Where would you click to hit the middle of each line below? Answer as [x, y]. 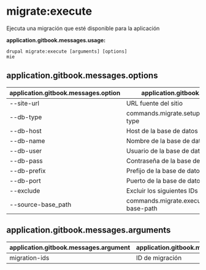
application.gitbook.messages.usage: [56, 40]
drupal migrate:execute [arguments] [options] [67, 51]
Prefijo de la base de [156, 171]
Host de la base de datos [162, 131]
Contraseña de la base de [163, 161]
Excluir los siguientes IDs [162, 190]
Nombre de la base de [158, 141]
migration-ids [29, 258]
